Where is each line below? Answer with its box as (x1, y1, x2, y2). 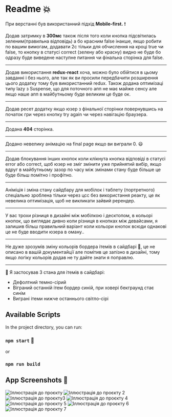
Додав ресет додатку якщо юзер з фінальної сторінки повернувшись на (5, 106, 163, 112)
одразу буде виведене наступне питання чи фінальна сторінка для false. (5, 54, 164, 61)
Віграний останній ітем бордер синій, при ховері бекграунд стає (12, 285, 155, 291)
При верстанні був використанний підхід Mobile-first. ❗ (5, 21, 126, 27)
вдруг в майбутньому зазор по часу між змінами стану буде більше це (5, 166, 161, 173)
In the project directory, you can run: (5, 324, 82, 330)
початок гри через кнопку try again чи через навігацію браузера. (5, 111, 148, 117)
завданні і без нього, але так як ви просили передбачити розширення (5, 74, 159, 81)
